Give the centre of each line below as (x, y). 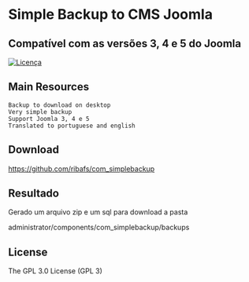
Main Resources (48, 87)
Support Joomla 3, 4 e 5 (49, 119)
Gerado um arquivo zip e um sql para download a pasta (98, 212)
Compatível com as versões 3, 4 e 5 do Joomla (125, 44)
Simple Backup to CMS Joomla (110, 15)
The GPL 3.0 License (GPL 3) (55, 271)
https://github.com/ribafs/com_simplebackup (82, 168)
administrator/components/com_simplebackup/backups (99, 227)
